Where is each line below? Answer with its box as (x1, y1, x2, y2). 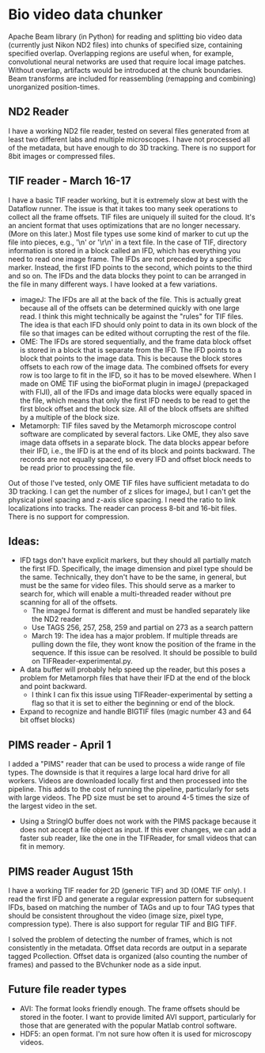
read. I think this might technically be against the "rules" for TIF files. (19, 311, 244, 321)
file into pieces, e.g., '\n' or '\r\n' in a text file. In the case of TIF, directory (8, 237, 248, 247)
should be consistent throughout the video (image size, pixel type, (8, 911, 224, 920)
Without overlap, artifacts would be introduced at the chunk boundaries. (8, 65, 244, 74)
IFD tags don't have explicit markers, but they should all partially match (19, 555, 252, 565)
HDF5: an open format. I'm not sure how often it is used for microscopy (19, 1028, 252, 1038)
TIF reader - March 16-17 (8, 174, 132, 187)
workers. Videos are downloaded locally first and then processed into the (8, 776, 248, 786)
